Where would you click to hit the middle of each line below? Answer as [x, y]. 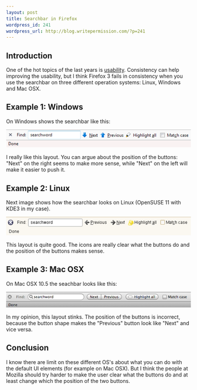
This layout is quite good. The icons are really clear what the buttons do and [98, 244]
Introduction [29, 56]
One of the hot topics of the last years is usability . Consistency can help [93, 70]
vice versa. [19, 329]
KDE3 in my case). [28, 209]
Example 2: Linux [38, 188]
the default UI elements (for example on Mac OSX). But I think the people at [97, 368]
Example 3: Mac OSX [45, 270]
